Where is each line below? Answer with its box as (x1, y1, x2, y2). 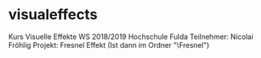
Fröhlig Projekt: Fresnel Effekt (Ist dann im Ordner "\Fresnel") (8, 40, 210, 49)
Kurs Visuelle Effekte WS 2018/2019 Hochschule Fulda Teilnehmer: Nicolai (8, 32, 254, 41)
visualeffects (8, 6, 98, 24)
